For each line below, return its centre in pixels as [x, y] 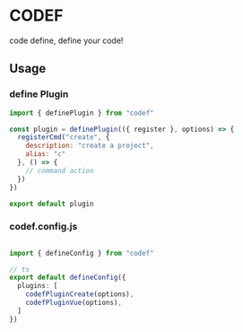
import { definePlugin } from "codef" [82, 113]
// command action [60, 170]
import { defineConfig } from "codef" [82, 253]
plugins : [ [38, 286]
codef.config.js [43, 227]
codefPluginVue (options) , [74, 303]
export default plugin [52, 204]
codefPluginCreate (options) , [80, 294]
